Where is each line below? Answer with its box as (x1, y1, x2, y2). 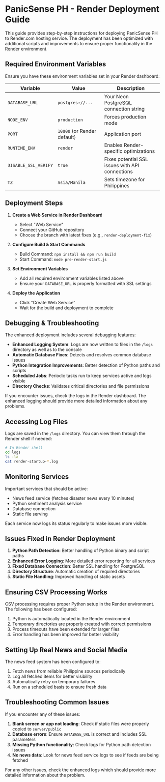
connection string (104, 105, 145, 112)
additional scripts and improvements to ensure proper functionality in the (5, 40, 153, 46)
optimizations (123, 147, 155, 154)
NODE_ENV (7, 117, 28, 122)
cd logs (5, 450, 21, 455)
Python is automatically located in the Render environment (12, 616, 131, 622)
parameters (12, 736, 36, 742)
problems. (5, 403, 26, 409)
